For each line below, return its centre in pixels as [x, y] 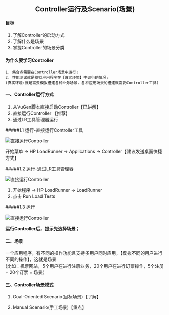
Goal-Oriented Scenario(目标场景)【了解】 [57, 297]
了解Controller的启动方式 [38, 35]
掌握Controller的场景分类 [38, 47]
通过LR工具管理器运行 [35, 119]
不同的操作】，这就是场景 [31, 259]
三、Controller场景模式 [30, 285]
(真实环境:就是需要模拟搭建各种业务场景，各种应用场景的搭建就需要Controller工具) [82, 83]
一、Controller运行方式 [30, 94]
